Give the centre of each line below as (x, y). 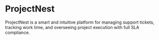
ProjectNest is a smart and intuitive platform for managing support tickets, (80, 22)
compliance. (18, 32)
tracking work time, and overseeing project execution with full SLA (72, 27)
